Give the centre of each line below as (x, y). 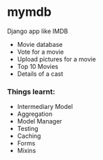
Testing (28, 129)
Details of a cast (40, 74)
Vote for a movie (40, 52)
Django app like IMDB (38, 31)
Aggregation (35, 114)
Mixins (26, 151)
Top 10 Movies (37, 66)
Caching (29, 136)
